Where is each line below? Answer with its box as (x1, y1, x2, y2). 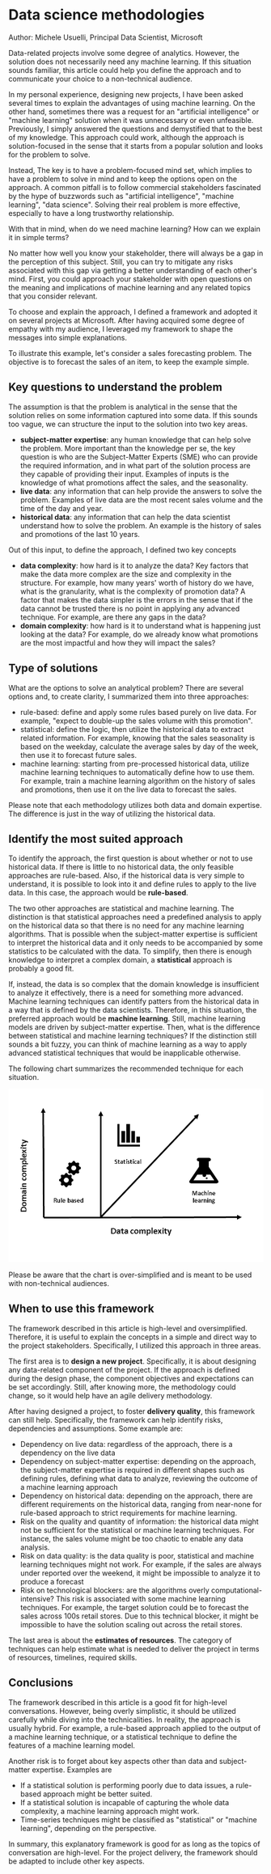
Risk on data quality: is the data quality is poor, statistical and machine (19, 1550, 255, 1560)
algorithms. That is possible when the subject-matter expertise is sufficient (8, 929, 258, 939)
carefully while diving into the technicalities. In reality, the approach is (8, 1715, 241, 1724)
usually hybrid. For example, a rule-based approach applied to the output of (8, 1723, 261, 1732)
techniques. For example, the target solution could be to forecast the (19, 1602, 249, 1612)
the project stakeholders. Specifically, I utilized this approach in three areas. (8, 1340, 261, 1350)
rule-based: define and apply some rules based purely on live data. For (19, 707, 257, 717)
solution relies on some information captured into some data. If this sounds (8, 410, 258, 420)
